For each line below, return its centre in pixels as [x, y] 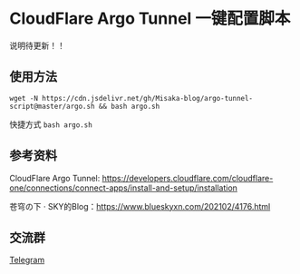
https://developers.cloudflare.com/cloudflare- [188, 178]
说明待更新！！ [37, 45]
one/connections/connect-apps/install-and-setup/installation [124, 188]
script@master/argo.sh [52, 106]
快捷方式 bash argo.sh [51, 124]
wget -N [24, 98]
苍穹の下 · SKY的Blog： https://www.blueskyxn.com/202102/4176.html [140, 206]
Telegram [27, 260]
